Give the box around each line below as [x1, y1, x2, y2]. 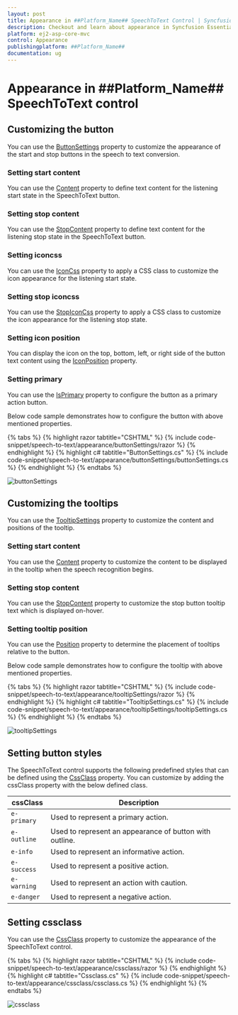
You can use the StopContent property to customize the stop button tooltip [7, 599, 225, 607]
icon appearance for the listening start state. [7, 274, 137, 282]
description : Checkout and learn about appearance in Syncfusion [7, 23, 204, 30]
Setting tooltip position [7, 624, 88, 634]
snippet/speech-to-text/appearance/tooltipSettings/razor [7, 690, 175, 699]
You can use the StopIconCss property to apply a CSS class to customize [7, 308, 222, 316]
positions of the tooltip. [7, 524, 75, 532]
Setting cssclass [7, 916, 83, 929]
